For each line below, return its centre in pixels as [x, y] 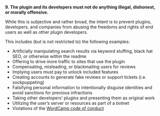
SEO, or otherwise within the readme [49, 56]
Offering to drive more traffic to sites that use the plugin [68, 61]
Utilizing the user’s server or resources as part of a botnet [71, 103]
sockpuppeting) [28, 82]
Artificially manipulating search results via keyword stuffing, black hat [82, 51]
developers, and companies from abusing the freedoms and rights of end [79, 27]
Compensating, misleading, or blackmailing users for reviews [74, 67]
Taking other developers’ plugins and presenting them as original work [83, 98]
